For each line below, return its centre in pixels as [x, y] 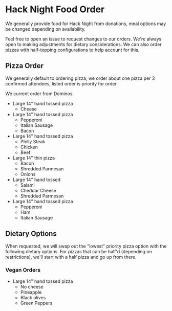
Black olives [33, 297]
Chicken [29, 147]
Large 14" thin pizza [34, 158]
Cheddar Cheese [38, 190]
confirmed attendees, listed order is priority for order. [61, 83]
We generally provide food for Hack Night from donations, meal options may [86, 24]
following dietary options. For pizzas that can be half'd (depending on [79, 251]
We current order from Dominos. [40, 94]
